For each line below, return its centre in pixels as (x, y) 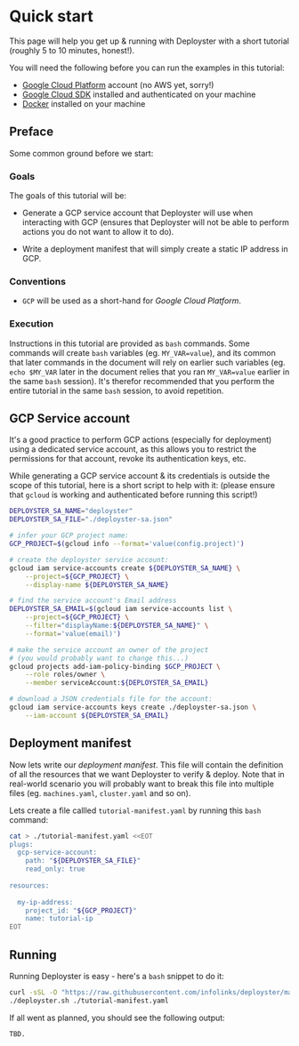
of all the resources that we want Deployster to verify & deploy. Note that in (147, 774)
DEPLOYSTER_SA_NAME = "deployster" (71, 511)
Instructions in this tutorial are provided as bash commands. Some (130, 343)
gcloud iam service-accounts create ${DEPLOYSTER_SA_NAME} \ (125, 568)
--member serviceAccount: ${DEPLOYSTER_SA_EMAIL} (117, 683)
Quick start (51, 16)
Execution (32, 324)
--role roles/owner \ (65, 675)
